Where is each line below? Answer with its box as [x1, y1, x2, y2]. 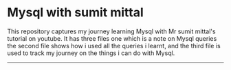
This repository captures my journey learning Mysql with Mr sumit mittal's [7, 27, 216, 35]
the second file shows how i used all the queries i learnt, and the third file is [7, 41, 221, 50]
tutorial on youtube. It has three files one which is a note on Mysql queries [7, 34, 217, 42]
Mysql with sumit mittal [7, 5, 144, 20]
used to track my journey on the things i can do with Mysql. [7, 49, 175, 57]
